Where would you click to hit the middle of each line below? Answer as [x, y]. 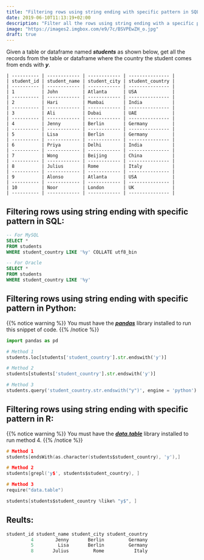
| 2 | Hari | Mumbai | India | [90, 103]
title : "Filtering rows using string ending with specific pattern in [97, 12]
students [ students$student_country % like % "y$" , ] [72, 501]
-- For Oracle [24, 263]
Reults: [20, 520]
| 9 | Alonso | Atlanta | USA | [90, 177]
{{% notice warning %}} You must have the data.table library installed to [97, 434]
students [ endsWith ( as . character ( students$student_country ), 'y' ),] [93, 457]
